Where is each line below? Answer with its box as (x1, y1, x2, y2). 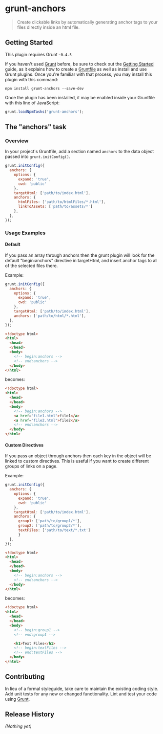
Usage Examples (5, 229, 46, 236)
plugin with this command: (5, 76, 59, 82)
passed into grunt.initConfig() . (5, 154, 71, 159)
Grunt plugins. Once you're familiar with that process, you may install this (5, 71, 152, 77)
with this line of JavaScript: (5, 100, 60, 106)
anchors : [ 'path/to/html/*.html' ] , (14, 313, 86, 318)
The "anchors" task (5, 123, 67, 131)
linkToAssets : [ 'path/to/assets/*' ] (18, 204, 93, 209)
